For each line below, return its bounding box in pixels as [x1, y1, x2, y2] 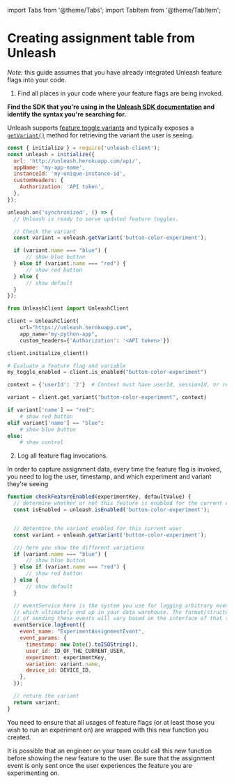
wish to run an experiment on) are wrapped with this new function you [7, 725, 209, 734]
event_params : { [19, 635, 68, 642]
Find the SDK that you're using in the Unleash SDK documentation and [7, 103, 214, 111]
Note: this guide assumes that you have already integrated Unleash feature [7, 68, 222, 76]
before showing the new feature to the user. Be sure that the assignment [7, 753, 215, 762]
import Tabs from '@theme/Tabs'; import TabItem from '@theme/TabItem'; [7, 6, 221, 14]
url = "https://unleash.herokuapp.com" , [19, 324, 132, 331]
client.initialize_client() [7, 349, 89, 356]
